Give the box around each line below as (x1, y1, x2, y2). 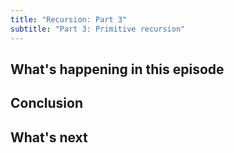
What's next (10, 129, 88, 146)
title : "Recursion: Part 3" (10, 14, 128, 25)
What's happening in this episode (10, 61, 225, 78)
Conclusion (10, 95, 84, 112)
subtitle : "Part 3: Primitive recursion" (10, 24, 186, 34)
